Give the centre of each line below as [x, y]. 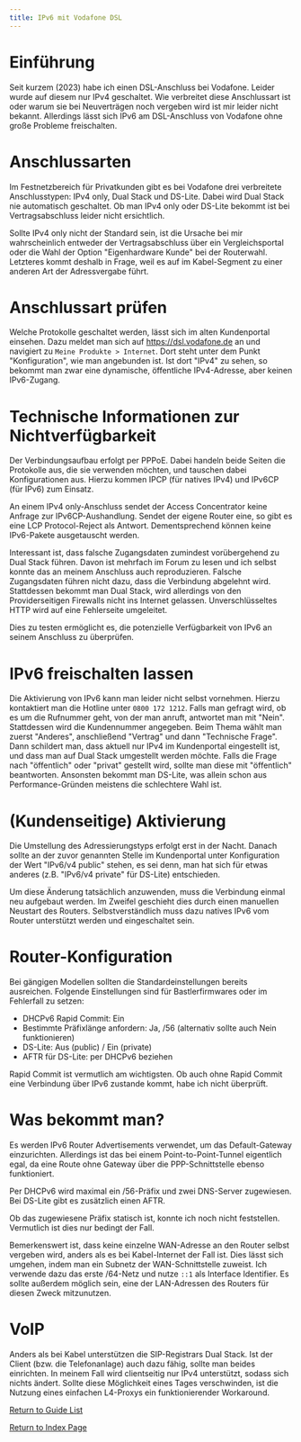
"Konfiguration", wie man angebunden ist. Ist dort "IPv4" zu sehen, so [138, 361]
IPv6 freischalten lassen [102, 674]
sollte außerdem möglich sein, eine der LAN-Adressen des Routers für [139, 1284]
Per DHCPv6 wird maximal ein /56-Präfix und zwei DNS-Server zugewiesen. [150, 1191]
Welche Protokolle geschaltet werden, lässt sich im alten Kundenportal [140, 332]
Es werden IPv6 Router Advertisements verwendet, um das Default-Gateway [150, 1145]
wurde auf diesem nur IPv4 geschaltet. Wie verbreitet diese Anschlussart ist [150, 96]
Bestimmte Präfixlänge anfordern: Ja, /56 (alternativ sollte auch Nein [149, 1028]
